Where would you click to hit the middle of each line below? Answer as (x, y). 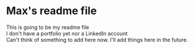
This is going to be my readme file (48, 27)
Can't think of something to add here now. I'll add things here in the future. (97, 40)
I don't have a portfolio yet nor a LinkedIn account (67, 33)
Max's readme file (51, 11)
